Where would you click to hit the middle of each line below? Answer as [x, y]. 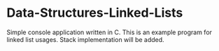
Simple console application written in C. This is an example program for [109, 32]
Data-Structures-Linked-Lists [95, 13]
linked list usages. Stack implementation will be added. [86, 39]
